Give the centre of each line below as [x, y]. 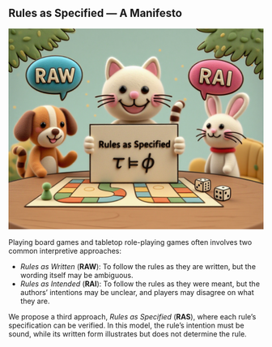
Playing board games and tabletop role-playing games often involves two [130, 242]
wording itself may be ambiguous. [76, 275]
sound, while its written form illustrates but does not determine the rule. [127, 334]
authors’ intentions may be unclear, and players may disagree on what [137, 292]
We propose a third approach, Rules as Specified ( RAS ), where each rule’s [132, 316]
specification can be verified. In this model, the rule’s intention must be [126, 325]
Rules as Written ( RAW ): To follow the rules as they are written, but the [138, 266]
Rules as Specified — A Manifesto [95, 13]
